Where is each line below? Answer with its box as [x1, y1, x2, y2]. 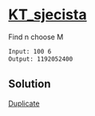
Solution [8, 78, 51, 91]
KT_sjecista [8, 6, 87, 24]
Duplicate [8, 98, 40, 108]
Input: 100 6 [8, 47, 52, 55]
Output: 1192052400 [8, 54, 73, 63]
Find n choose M [8, 32, 64, 42]
